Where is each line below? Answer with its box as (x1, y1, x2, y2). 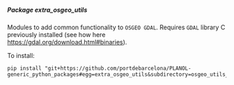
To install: (7, 51, 35, 59)
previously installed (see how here (7, 30, 106, 38)
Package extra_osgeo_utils (7, 6, 88, 14)
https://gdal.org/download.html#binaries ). (7, 38, 127, 46)
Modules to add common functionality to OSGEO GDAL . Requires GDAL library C (7, 23, 226, 31)
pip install (7, 65, 42, 72)
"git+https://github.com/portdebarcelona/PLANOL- (44, 65, 192, 72)
